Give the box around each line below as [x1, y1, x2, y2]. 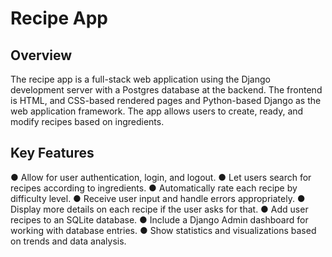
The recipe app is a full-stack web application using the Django [10, 73, 271, 85]
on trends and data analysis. [10, 235, 127, 247]
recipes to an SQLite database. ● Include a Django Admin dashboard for [10, 213, 309, 226]
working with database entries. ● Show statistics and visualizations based [10, 224, 317, 236]
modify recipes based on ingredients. [10, 116, 165, 127]
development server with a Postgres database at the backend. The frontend [10, 84, 323, 96]
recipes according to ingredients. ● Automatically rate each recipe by [10, 182, 298, 194]
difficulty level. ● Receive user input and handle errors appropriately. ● [10, 192, 306, 204]
